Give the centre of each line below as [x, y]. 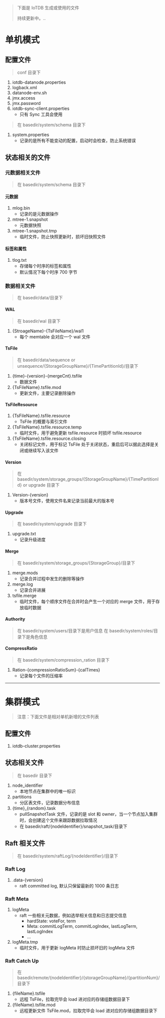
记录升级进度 [32, 540]
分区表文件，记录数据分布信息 [50, 803]
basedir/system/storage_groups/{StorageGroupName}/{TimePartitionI [88, 479]
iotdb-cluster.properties [36, 746]
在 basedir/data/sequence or [46, 360]
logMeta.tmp [25, 942]
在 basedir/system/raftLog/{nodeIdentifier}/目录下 [68, 856]
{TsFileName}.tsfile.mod [37, 387]
